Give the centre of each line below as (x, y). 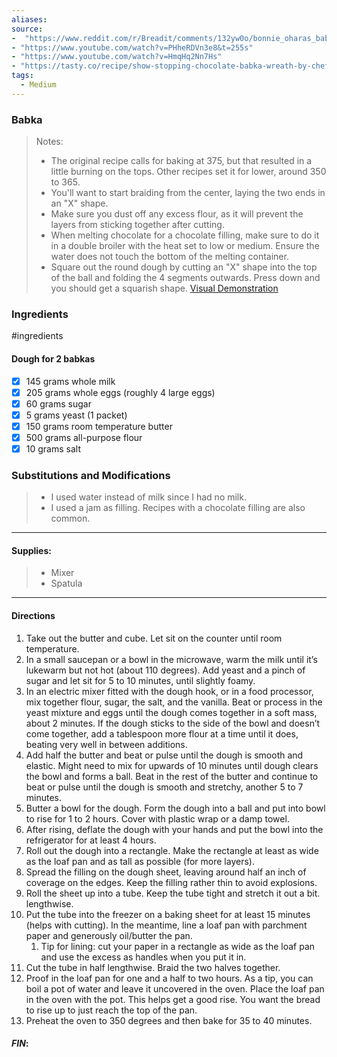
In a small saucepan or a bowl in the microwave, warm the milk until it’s (171, 659)
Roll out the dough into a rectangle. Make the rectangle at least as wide (172, 850)
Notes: (49, 142)
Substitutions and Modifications (91, 475)
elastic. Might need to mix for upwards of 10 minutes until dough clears (172, 765)
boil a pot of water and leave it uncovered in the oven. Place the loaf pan (175, 988)
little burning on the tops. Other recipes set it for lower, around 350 (188, 172)
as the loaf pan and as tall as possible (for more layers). (140, 861)
